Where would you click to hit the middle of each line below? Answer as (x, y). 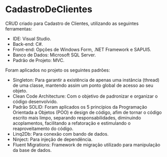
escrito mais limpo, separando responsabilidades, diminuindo (77, 117)
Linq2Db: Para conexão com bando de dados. (61, 134)
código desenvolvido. (35, 101)
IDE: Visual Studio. (32, 39)
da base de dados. (32, 150)
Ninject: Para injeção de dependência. (53, 139)
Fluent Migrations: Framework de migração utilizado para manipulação (87, 145)
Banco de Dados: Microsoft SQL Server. (54, 55)
